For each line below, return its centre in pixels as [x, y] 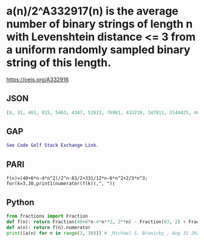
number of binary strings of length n [100, 24]
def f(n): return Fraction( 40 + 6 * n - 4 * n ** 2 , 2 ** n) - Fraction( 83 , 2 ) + [96, 222]
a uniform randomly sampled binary [98, 50]
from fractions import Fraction [47, 216]
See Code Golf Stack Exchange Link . [53, 146]
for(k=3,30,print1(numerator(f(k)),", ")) [61, 184]
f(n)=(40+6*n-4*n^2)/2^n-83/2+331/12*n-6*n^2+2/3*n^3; [77, 178]
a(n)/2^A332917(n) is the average [93, 11]
